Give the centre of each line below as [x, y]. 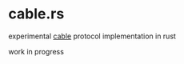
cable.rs [36, 14]
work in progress [36, 51]
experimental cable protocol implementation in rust [92, 36]
